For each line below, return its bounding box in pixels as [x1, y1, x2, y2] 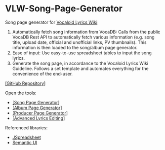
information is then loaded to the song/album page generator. [12, 44, 138, 50]
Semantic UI [12, 139, 38, 146]
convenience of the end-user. [12, 71, 73, 76]
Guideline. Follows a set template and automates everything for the [12, 65, 149, 72]
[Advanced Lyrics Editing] [12, 115, 65, 121]
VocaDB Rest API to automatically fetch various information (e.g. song [12, 34, 155, 40]
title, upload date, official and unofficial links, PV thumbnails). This [12, 39, 147, 45]
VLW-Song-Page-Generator [5, 3, 123, 14]
